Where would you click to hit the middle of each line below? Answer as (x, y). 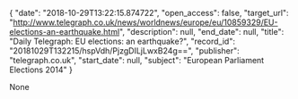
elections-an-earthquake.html (65, 32)
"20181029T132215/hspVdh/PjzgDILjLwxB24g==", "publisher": (124, 51)
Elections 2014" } (41, 70)
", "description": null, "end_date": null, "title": (202, 32)
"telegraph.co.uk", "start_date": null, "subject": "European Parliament (137, 60)
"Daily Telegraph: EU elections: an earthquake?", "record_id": (123, 41)
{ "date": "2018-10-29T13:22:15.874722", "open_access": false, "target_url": (149, 13)
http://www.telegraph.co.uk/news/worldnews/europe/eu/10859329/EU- (145, 22)
